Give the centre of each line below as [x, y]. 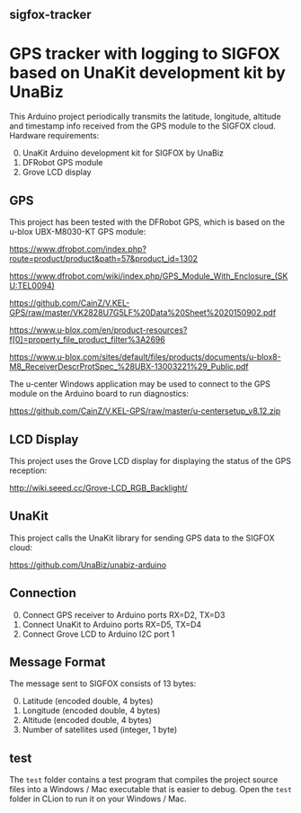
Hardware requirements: [54, 136]
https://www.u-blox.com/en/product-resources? [98, 330]
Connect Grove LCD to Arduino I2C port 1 [98, 634]
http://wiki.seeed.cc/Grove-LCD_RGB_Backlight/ [99, 487]
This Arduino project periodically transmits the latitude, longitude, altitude [145, 117]
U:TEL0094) [32, 286]
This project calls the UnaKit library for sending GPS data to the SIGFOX [142, 538]
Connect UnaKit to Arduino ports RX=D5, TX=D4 [112, 624]
